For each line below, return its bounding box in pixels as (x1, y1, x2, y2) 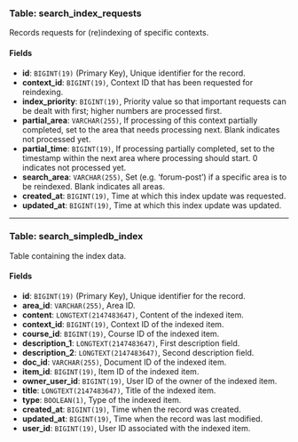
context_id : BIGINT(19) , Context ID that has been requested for (21, 76, 254, 87)
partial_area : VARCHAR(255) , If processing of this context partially (21, 115, 258, 125)
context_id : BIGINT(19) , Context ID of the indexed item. (21, 319, 224, 329)
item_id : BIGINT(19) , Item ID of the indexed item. (21, 366, 200, 376)
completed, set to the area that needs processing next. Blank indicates (21, 124, 280, 135)
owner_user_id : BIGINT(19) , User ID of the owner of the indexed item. (21, 376, 278, 386)
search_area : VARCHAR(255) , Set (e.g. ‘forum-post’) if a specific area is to (21, 172, 287, 182)
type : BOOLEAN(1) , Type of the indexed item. (21, 395, 182, 405)
